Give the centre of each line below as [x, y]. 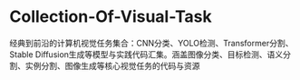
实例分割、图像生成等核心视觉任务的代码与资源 [112, 65]
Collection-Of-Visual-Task [111, 17]
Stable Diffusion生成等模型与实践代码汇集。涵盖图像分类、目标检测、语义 [146, 54]
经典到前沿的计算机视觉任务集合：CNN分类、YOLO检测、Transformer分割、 [151, 43]
